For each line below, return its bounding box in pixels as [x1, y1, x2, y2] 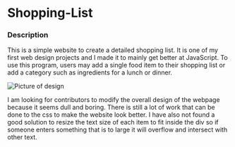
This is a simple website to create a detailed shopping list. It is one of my [7, 46, 219, 54]
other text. [7, 133, 37, 141]
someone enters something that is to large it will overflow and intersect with [7, 125, 228, 134]
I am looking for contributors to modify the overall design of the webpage [7, 96, 220, 104]
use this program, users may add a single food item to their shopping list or [7, 61, 226, 70]
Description [7, 30, 49, 40]
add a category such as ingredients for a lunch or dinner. [7, 68, 173, 77]
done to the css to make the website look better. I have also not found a [7, 110, 215, 119]
